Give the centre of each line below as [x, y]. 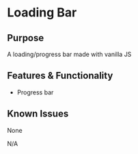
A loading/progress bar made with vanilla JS [69, 54]
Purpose [26, 38]
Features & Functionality [60, 76]
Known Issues [38, 114]
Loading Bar [42, 13]
